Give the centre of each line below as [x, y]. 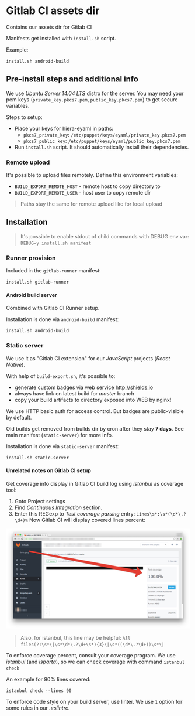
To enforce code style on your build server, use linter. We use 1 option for [94, 701]
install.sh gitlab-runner [37, 282]
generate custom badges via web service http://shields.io [84, 387]
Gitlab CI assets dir [53, 11]
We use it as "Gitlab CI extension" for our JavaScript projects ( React [88, 358]
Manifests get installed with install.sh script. [61, 38]
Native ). [15, 364]
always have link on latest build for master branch [74, 393]
